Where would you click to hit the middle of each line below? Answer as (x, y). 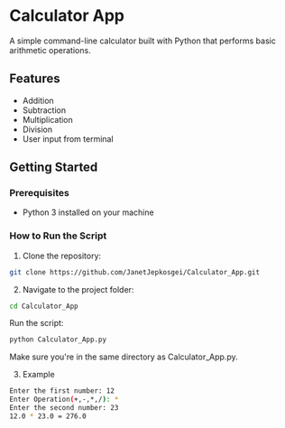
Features (35, 79)
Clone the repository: (62, 256)
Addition (38, 100)
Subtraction (44, 110)
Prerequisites (39, 193)
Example (39, 375)
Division (37, 129)
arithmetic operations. (51, 50)
